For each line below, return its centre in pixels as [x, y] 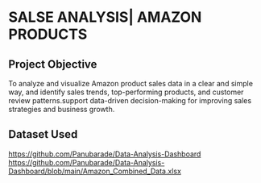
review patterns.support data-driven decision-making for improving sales [130, 100]
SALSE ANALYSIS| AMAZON [105, 17]
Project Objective [53, 64]
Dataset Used [43, 134]
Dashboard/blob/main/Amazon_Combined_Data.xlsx [95, 171]
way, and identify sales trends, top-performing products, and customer [126, 92]
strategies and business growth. [62, 109]
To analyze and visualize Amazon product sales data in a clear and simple [131, 83]
